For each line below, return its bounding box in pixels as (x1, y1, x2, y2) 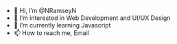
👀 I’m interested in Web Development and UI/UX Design (13, 14, 171, 22)
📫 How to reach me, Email (13, 29, 89, 37)
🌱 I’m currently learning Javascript (13, 21, 111, 29)
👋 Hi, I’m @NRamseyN (13, 7, 77, 14)
